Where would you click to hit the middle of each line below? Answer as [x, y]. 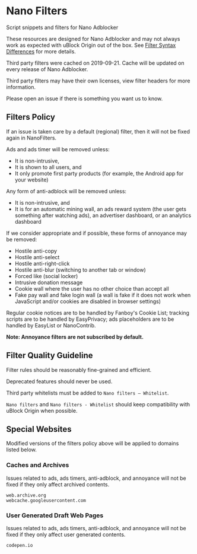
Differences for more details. [41, 51]
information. [21, 87]
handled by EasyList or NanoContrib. [51, 325]
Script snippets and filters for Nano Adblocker [62, 27]
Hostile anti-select [37, 257]
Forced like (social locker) [46, 276]
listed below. [22, 450]
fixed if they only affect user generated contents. [66, 534]
